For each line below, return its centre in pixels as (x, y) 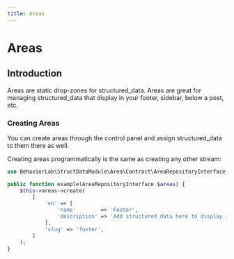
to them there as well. (38, 145)
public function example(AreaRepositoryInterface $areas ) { (96, 184)
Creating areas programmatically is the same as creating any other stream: (114, 159)
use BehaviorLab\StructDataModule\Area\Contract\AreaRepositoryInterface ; (118, 172)
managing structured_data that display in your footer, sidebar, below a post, (116, 97)
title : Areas (26, 14)
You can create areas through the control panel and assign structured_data (115, 138)
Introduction (35, 74)
